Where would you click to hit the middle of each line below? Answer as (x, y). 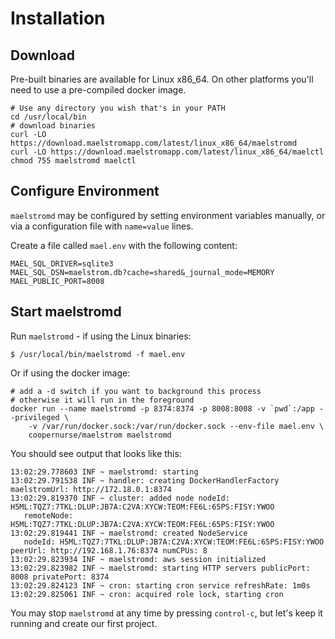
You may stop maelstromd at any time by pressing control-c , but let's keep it (166, 613)
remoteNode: (48, 515)
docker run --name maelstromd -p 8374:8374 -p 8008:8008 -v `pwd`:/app (162, 408)
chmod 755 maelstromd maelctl (73, 161)
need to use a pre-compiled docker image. (98, 90)
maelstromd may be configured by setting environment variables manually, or (168, 215)
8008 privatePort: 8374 (60, 577)
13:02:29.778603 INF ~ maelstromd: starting (104, 472)
